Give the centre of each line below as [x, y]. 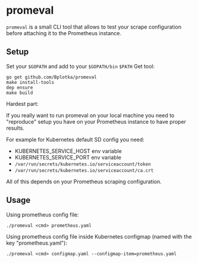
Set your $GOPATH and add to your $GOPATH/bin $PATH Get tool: [81, 66]
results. [15, 128]
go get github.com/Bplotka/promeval [51, 77]
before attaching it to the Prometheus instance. [64, 33]
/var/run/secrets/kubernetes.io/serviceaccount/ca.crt [84, 170]
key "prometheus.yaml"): [37, 243]
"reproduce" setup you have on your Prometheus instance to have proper [96, 121]
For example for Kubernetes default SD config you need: [75, 139]
